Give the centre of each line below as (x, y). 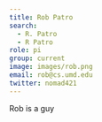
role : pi (25, 50)
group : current (37, 58)
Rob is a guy (32, 108)
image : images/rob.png (51, 67)
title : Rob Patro (41, 17)
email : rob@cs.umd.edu (51, 75)
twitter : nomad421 (43, 83)
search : (24, 26)
